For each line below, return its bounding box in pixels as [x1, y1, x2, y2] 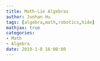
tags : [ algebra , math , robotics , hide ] [6, 19, 95, 25]
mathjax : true [6, 24, 41, 31]
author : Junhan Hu [6, 14, 51, 20]
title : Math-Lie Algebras [6, 8, 69, 15]
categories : [6, 30, 35, 36]
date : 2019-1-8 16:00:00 [6, 46, 66, 52]
